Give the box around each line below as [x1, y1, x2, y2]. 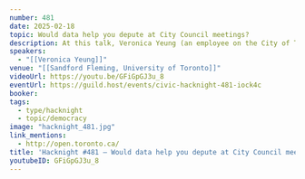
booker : [9, 89, 39, 98]
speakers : [9, 47, 47, 56]
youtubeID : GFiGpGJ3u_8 [9, 155, 100, 165]
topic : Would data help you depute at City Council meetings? [9, 30, 250, 39]
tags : [9, 97, 30, 107]
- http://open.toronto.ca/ [17, 139, 120, 148]
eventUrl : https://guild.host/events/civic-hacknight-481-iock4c [9, 80, 261, 89]
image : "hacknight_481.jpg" [9, 123, 116, 132]
